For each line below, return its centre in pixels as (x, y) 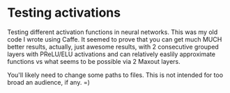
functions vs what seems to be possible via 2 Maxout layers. (94, 61)
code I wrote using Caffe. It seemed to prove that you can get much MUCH (115, 39)
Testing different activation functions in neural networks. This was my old (113, 32)
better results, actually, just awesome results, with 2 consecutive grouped (113, 46)
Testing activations (64, 13)
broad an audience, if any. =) (49, 82)
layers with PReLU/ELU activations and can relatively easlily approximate (112, 54)
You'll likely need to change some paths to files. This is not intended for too (115, 75)
